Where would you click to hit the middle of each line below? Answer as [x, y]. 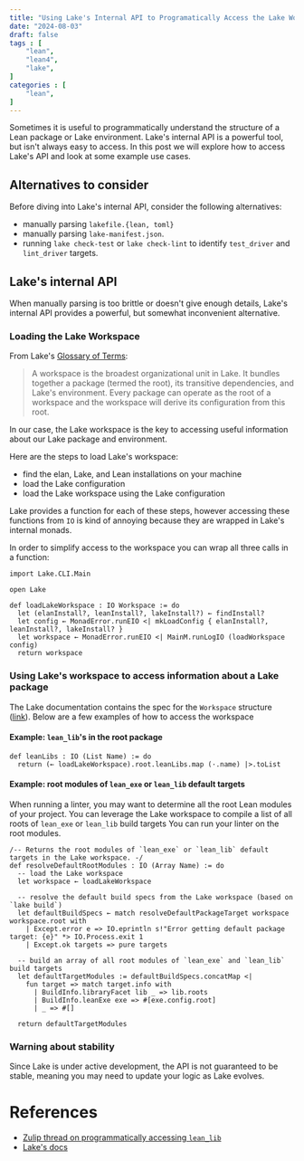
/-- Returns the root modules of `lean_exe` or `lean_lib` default [139, 850]
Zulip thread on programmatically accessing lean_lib [122, 1137]
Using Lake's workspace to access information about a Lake [144, 676]
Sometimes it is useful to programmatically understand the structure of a [145, 128]
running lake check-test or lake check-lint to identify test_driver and [156, 243]
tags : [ [26, 43]
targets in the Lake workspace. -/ [76, 858]
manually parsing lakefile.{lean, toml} [98, 224]
